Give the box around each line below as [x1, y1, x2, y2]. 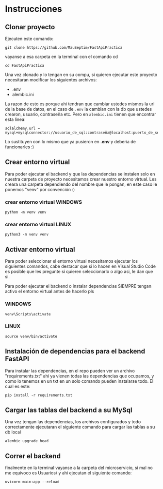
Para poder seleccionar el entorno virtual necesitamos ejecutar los [5, 258, 138, 264]
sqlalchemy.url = [5, 126, 40, 131]
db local [5, 429, 21, 435]
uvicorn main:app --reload [5, 479, 60, 485]
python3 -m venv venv [5, 232, 49, 237]
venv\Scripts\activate [5, 312, 51, 316]
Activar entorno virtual [5, 245, 75, 254]
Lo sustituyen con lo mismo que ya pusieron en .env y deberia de [5, 139, 136, 144]
